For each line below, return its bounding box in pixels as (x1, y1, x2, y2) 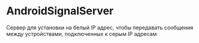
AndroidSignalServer (6, 4, 114, 18)
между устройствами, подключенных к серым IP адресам (6, 30, 158, 37)
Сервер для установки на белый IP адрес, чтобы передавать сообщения (6, 24, 194, 31)
